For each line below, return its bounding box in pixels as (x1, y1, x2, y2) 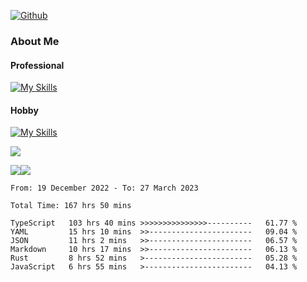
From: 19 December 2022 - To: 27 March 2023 (10, 183, 199, 194)
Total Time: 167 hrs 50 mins (10, 201, 132, 211)
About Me (10, 34, 60, 48)
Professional (10, 59, 65, 71)
